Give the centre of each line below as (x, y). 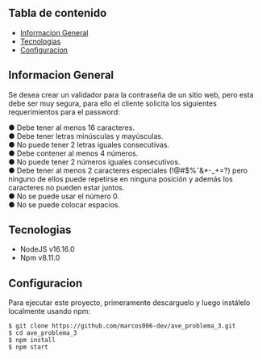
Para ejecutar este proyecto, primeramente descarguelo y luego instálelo (129, 303)
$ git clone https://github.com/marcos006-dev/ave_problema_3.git (122, 326)
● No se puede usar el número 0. (64, 196)
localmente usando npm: (50, 311)
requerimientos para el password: (64, 111)
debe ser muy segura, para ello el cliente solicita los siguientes (113, 103)
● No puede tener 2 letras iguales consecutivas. (89, 144)
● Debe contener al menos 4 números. (73, 153)
